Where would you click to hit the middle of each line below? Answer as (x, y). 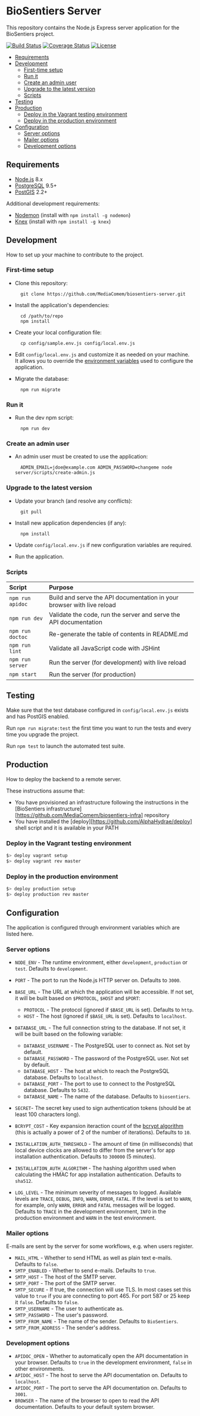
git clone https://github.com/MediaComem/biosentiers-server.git (103, 294)
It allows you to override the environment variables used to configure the (104, 360)
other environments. (40, 1369)
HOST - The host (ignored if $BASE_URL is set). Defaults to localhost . (105, 1016)
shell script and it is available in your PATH (67, 828)
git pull (31, 512)
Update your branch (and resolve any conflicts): (74, 501)
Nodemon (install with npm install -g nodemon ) (73, 215)
